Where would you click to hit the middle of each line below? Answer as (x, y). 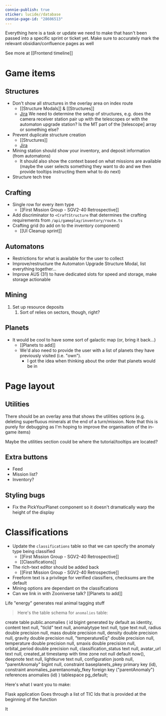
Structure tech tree (31, 177)
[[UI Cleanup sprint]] (41, 231)
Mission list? (25, 474)
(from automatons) (31, 156)
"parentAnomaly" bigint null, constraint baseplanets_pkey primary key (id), (81, 664)
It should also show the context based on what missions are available (90, 161)
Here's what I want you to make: (38, 685)
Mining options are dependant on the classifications (65, 588)
